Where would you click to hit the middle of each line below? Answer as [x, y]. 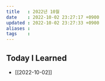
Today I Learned [36, 58]
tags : [18, 34]
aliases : [18, 28]
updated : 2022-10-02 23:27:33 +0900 [53, 23]
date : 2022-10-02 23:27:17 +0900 [53, 17]
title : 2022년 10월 [33, 12]
